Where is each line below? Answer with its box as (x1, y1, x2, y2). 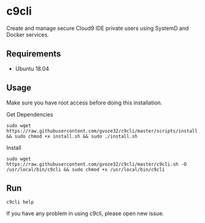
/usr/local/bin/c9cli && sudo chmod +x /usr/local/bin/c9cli (6, 166, 165, 172)
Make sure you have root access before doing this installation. (6, 99, 163, 106)
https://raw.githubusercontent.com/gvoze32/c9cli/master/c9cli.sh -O (6, 161, 187, 167)
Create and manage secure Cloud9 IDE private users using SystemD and (6, 24, 189, 32)
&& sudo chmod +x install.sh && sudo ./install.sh (6, 133, 138, 139)
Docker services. (6, 31, 49, 38)
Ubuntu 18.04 (15, 65, 49, 72)
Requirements (6, 49, 61, 59)
